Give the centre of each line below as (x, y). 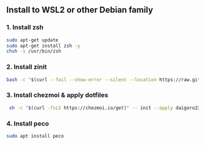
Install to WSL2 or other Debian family (80, 10)
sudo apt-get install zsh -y (43, 46)
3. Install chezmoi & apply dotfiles (57, 95)
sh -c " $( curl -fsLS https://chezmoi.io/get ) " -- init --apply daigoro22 (105, 108)
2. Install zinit (27, 67)
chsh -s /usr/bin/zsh (34, 51)
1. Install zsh (25, 27)
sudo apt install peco (35, 136)
